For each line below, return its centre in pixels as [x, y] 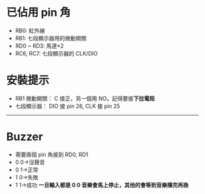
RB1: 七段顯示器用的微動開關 [51, 38]
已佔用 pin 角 [38, 13]
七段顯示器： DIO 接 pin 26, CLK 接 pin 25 [67, 106]
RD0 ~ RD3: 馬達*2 [39, 46]
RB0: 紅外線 [30, 31]
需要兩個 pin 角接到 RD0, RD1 [52, 154]
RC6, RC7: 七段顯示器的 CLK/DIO [56, 53]
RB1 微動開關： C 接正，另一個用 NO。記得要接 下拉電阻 [85, 98]
